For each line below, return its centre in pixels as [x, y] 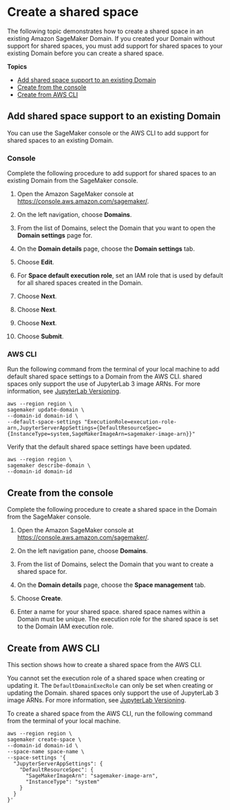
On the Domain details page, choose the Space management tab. [111, 585]
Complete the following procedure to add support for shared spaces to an [112, 173]
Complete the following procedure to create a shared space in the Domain [112, 510]
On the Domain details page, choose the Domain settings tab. [106, 249]
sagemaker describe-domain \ [49, 466]
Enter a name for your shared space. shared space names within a [111, 612]
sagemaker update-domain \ [46, 410]
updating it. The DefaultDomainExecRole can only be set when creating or [110, 685]
